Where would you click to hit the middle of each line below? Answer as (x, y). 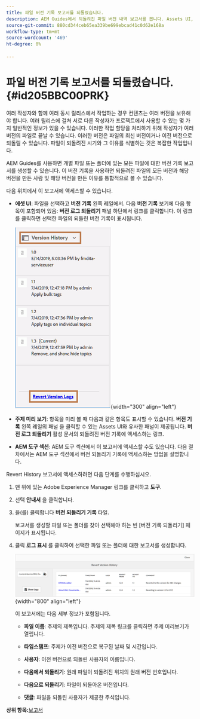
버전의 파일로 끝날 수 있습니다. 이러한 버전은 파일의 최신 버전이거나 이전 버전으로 (99, 135)
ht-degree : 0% (24, 44)
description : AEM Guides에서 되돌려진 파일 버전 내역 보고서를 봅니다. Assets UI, (100, 19)
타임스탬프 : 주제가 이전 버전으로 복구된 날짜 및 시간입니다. (91, 647)
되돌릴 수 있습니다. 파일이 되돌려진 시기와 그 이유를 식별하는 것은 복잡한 (89, 143)
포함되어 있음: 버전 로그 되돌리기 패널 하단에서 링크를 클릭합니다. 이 (104, 211)
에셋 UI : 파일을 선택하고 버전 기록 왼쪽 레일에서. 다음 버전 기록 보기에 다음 (100, 203)
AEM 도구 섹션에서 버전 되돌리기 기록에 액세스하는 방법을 (102, 454)
